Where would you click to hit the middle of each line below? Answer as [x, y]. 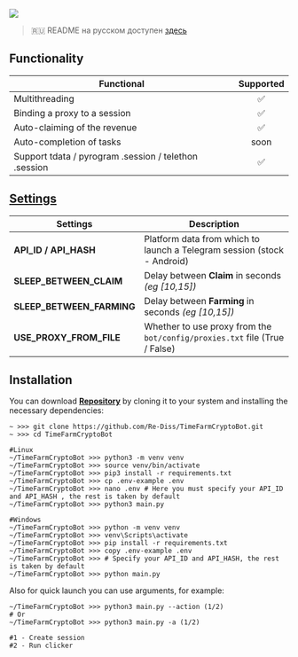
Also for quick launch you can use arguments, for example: [117, 591]
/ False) [160, 348]
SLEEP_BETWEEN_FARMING [74, 306]
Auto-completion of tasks [67, 142]
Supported [261, 83]
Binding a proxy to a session [72, 113]
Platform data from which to [202, 239]
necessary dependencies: [57, 411]
